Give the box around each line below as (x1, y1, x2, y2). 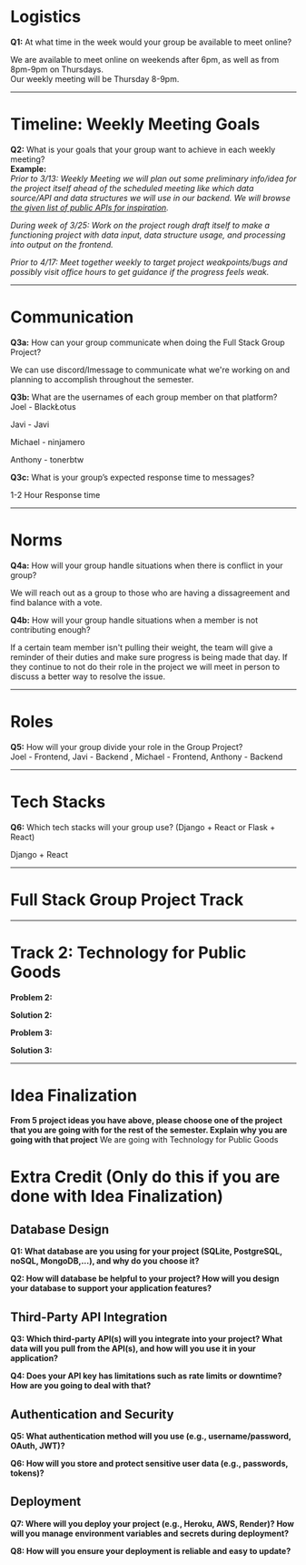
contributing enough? (10, 624, 91, 635)
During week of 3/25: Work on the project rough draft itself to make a (10, 219, 271, 230)
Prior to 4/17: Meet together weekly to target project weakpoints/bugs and (10, 257, 289, 268)
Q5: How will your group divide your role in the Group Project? (10, 741, 243, 752)
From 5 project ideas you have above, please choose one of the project (10, 1115, 283, 1126)
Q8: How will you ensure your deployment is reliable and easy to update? (10, 1545, 291, 1556)
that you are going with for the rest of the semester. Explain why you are (10, 1124, 288, 1135)
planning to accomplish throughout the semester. (10, 373, 194, 384)
